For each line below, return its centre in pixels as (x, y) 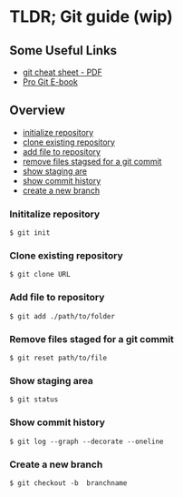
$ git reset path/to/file (58, 358)
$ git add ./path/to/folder (63, 316)
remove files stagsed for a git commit (92, 161)
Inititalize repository (55, 214)
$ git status (34, 400)
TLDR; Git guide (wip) (91, 17)
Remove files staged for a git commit (92, 339)
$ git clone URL (40, 275)
